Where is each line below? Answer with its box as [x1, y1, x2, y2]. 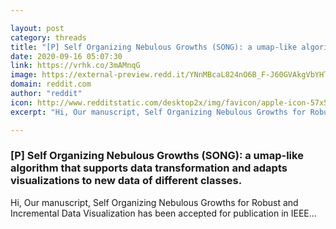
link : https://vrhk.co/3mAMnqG [10, 61, 141, 71]
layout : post [10, 23, 65, 33]
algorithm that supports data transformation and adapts [10, 161, 288, 175]
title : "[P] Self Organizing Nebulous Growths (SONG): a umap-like [10, 42, 298, 52]
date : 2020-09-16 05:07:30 [10, 51, 123, 61]
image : [10, 70, 38, 80]
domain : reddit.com [10, 79, 92, 90]
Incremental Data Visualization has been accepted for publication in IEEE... [10, 207, 317, 219]
